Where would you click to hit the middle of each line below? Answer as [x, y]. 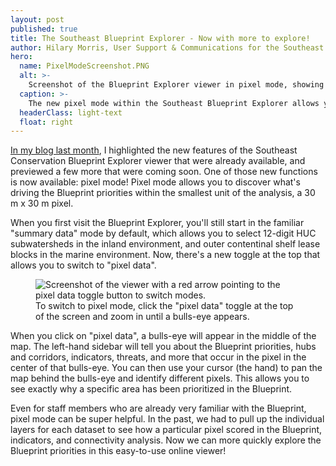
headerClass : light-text [71, 112]
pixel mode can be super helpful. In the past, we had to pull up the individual [167, 419]
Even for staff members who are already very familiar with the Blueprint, [158, 408]
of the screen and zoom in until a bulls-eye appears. [142, 317]
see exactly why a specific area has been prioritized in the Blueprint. [151, 389]
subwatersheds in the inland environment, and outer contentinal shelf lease [165, 244]
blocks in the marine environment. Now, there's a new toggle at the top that [165, 255]
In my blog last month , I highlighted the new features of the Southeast [154, 150]
